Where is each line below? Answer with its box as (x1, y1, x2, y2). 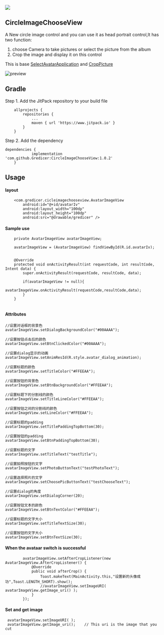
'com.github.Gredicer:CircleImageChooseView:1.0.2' (5, 155, 113, 161)
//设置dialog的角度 (5, 489, 41, 494)
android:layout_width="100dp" (23, 206, 84, 211)
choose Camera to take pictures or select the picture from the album (12, 46, 151, 52)
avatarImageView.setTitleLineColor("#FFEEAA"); (5, 396, 105, 402)
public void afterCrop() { (31, 569, 87, 574)
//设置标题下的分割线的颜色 (5, 392, 54, 397)
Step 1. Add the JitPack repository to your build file (5, 98, 108, 104)
